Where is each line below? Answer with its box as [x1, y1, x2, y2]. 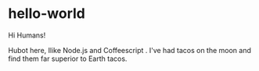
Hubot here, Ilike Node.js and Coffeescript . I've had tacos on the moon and [8, 45, 252, 55]
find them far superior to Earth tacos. [8, 54, 128, 63]
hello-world [8, 5, 86, 23]
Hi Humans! [8, 30, 46, 40]
